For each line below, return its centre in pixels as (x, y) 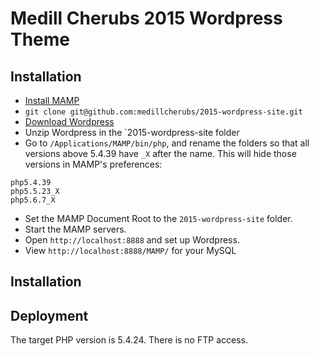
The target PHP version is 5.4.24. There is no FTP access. (129, 340)
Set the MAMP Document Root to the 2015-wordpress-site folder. (158, 218)
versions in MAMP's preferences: (93, 164)
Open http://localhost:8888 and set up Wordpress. (132, 240)
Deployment (49, 315)
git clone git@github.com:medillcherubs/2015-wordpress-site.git (163, 112)
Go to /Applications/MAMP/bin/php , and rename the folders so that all (167, 143)
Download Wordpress (69, 121)
